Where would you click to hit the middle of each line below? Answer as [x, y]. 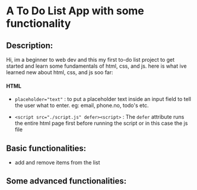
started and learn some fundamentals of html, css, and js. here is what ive [96, 66]
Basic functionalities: [46, 148]
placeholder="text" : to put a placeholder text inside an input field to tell [103, 99]
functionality [39, 23]
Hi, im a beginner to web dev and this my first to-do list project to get [90, 60]
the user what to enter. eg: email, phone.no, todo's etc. [82, 106]
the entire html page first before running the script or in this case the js [101, 123]
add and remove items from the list [57, 163]
